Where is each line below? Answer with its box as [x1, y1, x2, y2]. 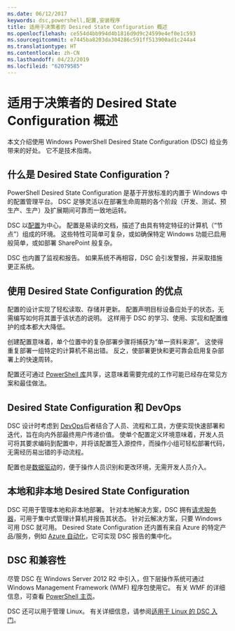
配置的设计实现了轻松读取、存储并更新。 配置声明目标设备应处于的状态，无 [7, 305, 224, 314]
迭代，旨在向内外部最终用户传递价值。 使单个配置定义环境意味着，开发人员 [7, 431, 224, 438]
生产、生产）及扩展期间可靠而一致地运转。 [7, 206, 130, 215]
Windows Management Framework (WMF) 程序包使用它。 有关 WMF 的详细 [7, 583, 226, 592]
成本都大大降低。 [19, 323, 69, 331]
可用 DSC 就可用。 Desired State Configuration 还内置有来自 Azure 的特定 [7, 523, 220, 531]
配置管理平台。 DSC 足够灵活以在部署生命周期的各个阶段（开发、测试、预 [13, 198, 227, 206]
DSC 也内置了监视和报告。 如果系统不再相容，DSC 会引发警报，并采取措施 [7, 254, 223, 262]
